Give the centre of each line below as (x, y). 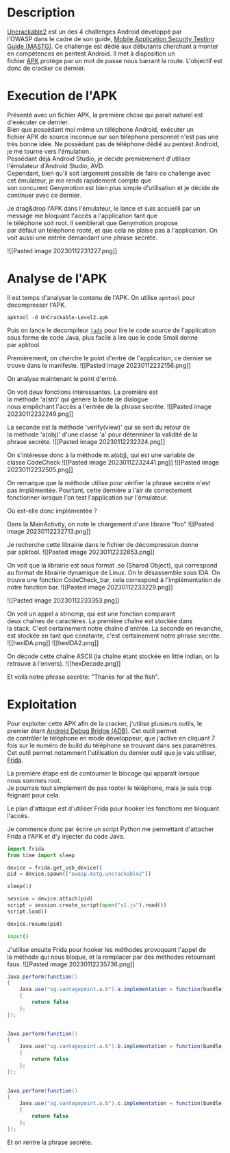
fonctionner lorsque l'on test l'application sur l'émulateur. (88, 497)
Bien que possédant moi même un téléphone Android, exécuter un (100, 129)
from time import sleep (41, 855)
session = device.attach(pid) (50, 899)
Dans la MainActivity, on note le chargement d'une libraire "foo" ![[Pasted (111, 524)
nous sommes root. (34, 780)
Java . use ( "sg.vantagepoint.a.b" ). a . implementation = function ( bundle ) (122, 990)
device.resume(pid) (35, 924)
